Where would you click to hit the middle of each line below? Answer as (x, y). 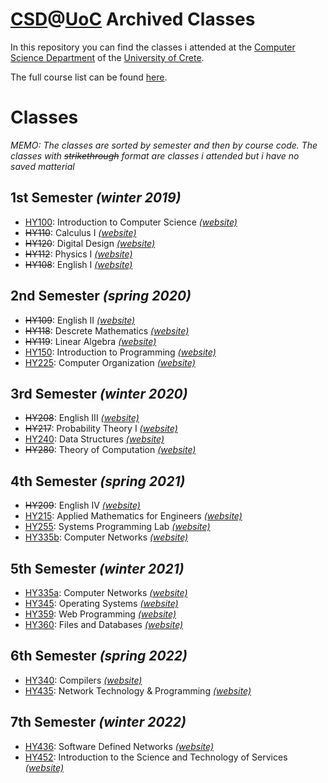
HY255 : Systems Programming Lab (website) (117, 527)
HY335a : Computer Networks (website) (106, 592)
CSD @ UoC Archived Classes (133, 19)
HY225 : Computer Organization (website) (110, 362)
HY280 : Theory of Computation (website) (110, 450)
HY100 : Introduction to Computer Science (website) (131, 222)
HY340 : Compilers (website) (83, 680)
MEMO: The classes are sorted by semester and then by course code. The (164, 145)
